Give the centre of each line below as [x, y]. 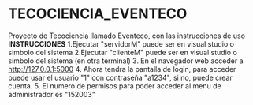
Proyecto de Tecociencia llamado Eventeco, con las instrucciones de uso [127, 36]
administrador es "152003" [52, 94]
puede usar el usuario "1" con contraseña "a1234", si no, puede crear [120, 77]
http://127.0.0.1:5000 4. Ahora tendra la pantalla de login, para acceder [122, 69]
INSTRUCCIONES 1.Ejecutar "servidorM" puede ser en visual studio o [121, 43]
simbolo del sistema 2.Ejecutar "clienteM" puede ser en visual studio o [123, 52]
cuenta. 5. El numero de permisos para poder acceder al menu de [115, 86]
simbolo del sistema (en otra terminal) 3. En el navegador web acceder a [126, 61]
